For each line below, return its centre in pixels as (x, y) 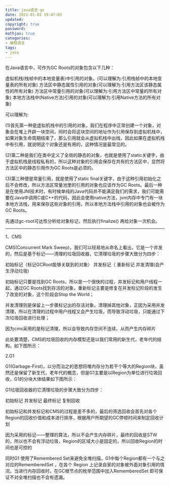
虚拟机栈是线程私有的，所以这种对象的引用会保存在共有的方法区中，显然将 (87, 161)
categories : (18, 39)
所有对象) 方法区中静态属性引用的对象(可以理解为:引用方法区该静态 (88, 85)
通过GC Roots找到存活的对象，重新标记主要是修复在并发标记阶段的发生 (88, 288)
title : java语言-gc (25, 10)
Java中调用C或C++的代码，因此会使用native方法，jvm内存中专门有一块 (88, 197)
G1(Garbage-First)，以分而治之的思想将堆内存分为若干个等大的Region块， (82, 366)
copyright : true (22, 24)
